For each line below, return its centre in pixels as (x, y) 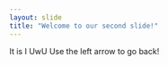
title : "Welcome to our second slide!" (84, 26)
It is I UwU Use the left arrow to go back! (84, 51)
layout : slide (36, 17)
